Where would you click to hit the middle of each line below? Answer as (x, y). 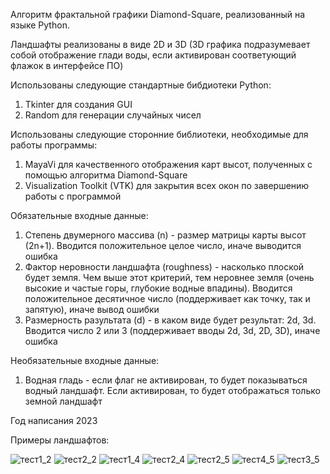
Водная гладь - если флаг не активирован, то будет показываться (166, 380)
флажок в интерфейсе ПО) (67, 65)
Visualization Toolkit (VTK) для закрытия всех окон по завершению (167, 185)
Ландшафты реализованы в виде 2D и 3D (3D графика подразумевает (160, 44)
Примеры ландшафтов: (60, 440)
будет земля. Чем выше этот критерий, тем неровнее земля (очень (169, 277)
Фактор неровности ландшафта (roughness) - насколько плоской (164, 267)
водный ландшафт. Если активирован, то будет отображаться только (172, 390)
